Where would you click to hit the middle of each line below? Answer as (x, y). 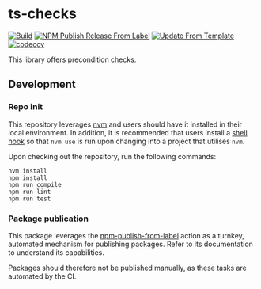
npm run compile (35, 184)
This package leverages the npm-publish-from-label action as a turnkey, (127, 235)
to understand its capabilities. (57, 252)
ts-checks (42, 14)
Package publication (49, 219)
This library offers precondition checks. (72, 59)
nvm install (28, 171)
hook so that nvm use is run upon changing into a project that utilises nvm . (127, 141)
